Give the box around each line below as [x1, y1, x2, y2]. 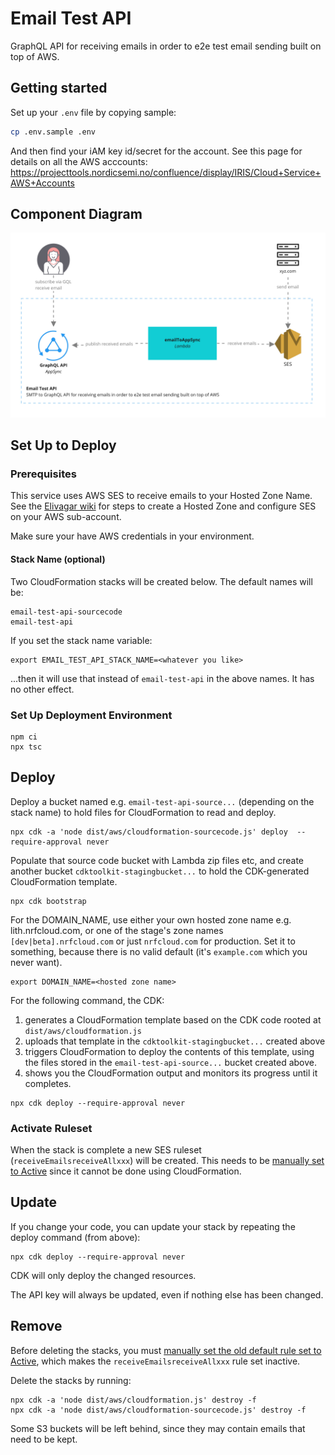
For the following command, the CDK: [10, 994, 165, 1006]
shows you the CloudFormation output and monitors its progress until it [24, 1067, 318, 1079]
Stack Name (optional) [10, 553, 106, 566]
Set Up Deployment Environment [10, 708, 173, 722]
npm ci [10, 732, 38, 742]
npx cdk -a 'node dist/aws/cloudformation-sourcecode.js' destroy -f [10, 1405, 307, 1415]
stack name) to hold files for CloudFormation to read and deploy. [10, 806, 277, 818]
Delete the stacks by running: [10, 1374, 132, 1386]
